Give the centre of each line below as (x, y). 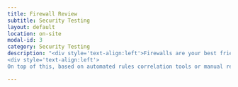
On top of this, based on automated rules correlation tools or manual (115, 66)
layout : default (31, 27)
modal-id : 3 (25, 40)
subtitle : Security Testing (49, 21)
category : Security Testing (49, 47)
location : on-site (34, 34)
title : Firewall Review (42, 14)
